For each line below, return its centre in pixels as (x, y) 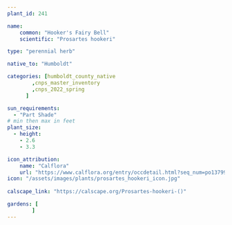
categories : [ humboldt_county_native (61, 77)
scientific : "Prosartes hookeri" (68, 39)
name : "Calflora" (45, 166)
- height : (27, 134)
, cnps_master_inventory (66, 83)
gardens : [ (23, 204)
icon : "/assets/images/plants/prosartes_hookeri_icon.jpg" (94, 179)
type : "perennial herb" (41, 52)
